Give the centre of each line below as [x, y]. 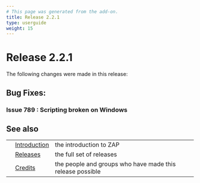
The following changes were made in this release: [67, 74]
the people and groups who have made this [115, 164]
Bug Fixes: [26, 93]
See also [22, 129]
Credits [25, 168]
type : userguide [26, 23]
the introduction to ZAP [87, 145]
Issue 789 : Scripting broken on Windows [67, 109]
